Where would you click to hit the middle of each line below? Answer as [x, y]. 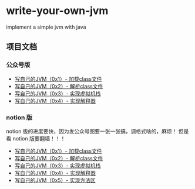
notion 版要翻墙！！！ [39, 138]
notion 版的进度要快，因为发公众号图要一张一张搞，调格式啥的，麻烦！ [92, 131]
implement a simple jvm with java [46, 27]
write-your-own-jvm [57, 11]
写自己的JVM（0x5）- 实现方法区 [55, 180]
